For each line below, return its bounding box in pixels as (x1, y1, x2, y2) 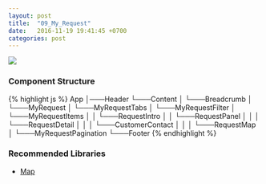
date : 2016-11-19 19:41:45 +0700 (8, 27, 127, 35)
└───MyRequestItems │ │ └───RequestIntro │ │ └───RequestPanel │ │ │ (8, 111, 260, 121)
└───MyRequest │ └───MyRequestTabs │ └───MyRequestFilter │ (8, 102, 236, 112)
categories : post (8, 34, 66, 43)
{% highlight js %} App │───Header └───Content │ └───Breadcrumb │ (8, 94, 252, 104)
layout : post (8, 11, 52, 20)
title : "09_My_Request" (8, 19, 91, 27)
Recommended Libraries (8, 148, 106, 159)
